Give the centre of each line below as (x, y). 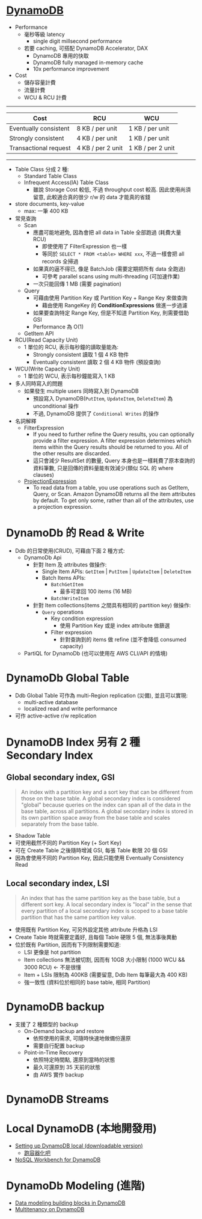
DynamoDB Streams (58, 1099)
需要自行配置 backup (59, 1046)
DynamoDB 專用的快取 (61, 55)
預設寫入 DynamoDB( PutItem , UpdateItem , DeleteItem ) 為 (103, 398)
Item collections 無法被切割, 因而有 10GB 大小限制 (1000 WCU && (104, 959)
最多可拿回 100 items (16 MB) (96, 591)
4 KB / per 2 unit (100, 148)
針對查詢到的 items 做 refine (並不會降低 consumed (123, 639)
